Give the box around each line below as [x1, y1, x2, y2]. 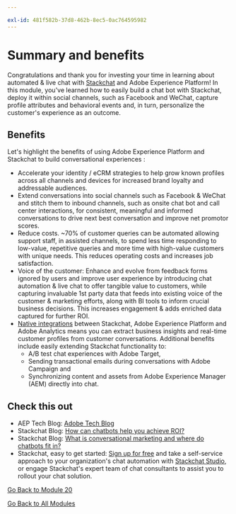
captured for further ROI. [17, 312, 90, 320]
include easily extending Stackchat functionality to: [17, 342, 167, 351]
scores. [17, 221, 40, 230]
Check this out [7, 400, 73, 412]
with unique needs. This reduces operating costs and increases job [17, 252, 213, 260]
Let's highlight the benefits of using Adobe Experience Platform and [7, 147, 205, 156]
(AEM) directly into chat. [28, 380, 99, 389]
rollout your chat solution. [17, 472, 93, 481]
